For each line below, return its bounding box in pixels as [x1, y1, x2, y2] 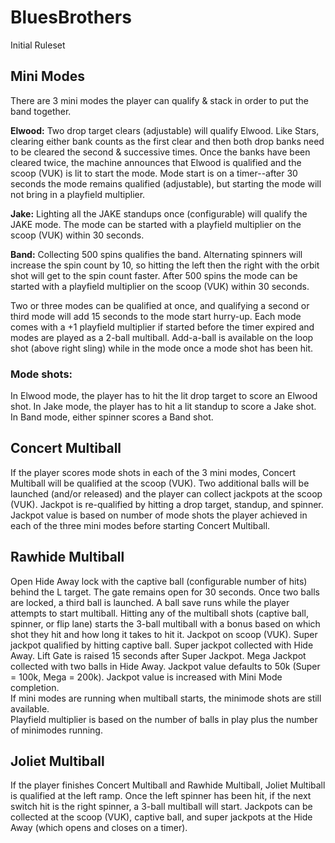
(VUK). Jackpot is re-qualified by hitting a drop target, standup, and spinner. [10, 498, 324, 510]
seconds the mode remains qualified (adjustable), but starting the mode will [10, 177, 322, 190]
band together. [10, 105, 72, 117]
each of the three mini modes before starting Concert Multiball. [10, 519, 271, 531]
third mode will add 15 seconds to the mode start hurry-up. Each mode [10, 310, 302, 322]
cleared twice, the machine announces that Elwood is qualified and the [10, 156, 302, 168]
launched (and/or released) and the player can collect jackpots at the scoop [10, 487, 323, 500]
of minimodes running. [10, 724, 103, 736]
